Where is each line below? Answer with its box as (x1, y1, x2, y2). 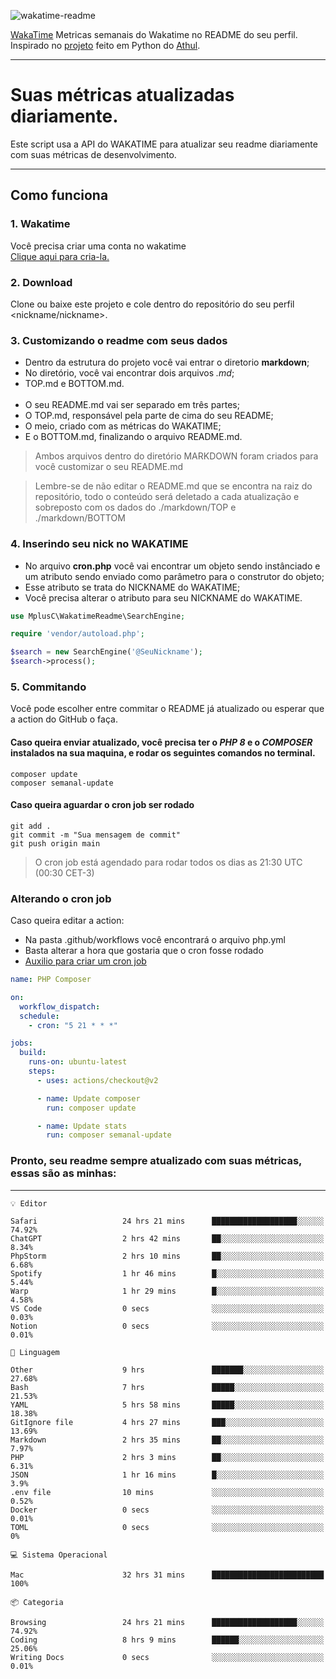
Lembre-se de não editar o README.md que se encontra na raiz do (34, 480, 313, 492)
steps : (28, 1066, 56, 1077)
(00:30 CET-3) (34, 866, 95, 879)
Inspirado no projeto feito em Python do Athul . (10, 40, 201, 51)
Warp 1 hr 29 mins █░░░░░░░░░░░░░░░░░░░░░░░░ (10, 1286, 325, 1296)
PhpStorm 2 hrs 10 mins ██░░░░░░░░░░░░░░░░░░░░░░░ (10, 1251, 325, 1261)
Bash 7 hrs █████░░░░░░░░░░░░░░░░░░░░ (10, 1382, 325, 1392)
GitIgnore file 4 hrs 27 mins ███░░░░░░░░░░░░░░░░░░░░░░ (10, 1417, 325, 1427)
